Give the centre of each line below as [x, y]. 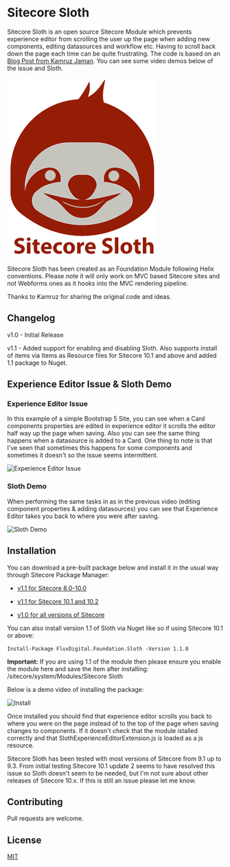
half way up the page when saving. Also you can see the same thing [104, 433]
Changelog [31, 318]
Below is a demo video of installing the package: [76, 689]
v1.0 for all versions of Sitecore [61, 615]
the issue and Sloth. [35, 68]
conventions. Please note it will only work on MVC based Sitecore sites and [113, 275]
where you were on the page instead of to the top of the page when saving [113, 723]
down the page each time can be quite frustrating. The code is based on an [114, 54]
